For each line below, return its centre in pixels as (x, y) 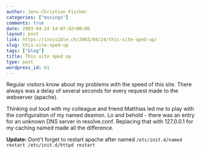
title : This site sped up (39, 56)
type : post (20, 62)
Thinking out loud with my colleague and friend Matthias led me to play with (100, 109)
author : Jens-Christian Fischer (47, 12)
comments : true (25, 23)
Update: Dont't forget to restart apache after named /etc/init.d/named (94, 140)
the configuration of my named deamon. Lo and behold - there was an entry (100, 115)
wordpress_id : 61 (28, 67)
